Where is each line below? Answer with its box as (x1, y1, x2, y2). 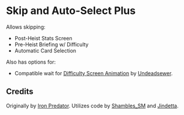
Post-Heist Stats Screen (14, 34, 72, 41)
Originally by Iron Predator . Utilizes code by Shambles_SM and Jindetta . (6, 102, 179, 109)
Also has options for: (6, 58, 56, 65)
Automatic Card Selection (14, 47, 77, 54)
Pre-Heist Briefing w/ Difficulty (14, 41, 89, 48)
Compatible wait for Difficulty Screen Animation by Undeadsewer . (14, 69, 173, 76)
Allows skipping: (6, 23, 46, 30)
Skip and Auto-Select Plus (6, 4, 136, 18)
